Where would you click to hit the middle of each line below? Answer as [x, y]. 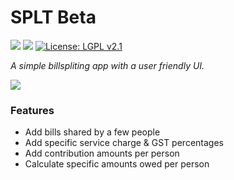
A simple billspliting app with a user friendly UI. [107, 65]
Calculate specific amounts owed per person [117, 164]
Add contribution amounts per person [102, 153]
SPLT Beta [53, 17]
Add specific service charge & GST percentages [124, 143]
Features [32, 110]
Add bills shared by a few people [92, 132]
